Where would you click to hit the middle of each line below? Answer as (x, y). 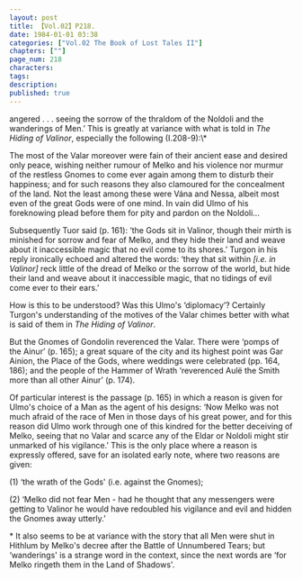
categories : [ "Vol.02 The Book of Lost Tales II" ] (106, 43)
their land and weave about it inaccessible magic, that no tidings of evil (141, 278)
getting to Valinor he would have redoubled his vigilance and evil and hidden (151, 509)
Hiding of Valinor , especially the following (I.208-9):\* (108, 138)
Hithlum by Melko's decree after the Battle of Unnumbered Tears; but (137, 545)
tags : (19, 77)
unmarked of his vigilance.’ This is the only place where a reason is (133, 445)
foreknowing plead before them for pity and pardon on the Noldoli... (135, 213)
